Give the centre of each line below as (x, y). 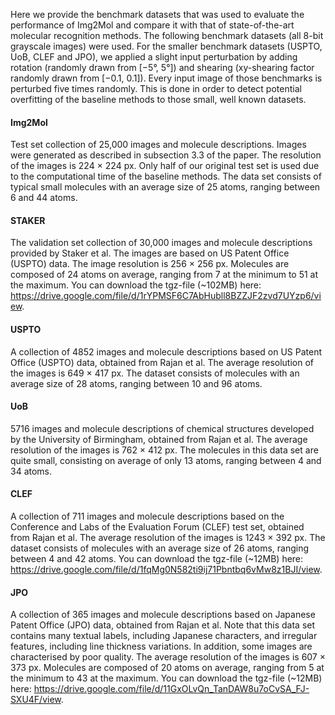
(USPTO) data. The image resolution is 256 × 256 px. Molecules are (150, 264)
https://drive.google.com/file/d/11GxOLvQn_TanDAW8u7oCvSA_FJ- (171, 689)
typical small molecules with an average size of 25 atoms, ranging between (165, 187)
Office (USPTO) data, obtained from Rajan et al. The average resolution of (162, 362)
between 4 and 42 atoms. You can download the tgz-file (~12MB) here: (157, 559)
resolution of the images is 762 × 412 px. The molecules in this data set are (164, 450)
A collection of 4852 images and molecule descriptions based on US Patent (166, 351)
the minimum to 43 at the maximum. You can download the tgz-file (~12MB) (166, 678)
